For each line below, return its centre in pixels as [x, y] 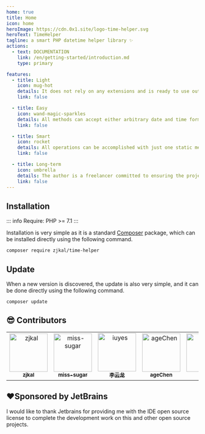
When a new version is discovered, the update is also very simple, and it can [103, 284]
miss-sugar [73, 375]
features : [19, 74]
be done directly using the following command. [66, 290]
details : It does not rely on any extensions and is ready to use [103, 92]
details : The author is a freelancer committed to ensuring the [101, 176]
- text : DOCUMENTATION [41, 52]
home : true [20, 12]
